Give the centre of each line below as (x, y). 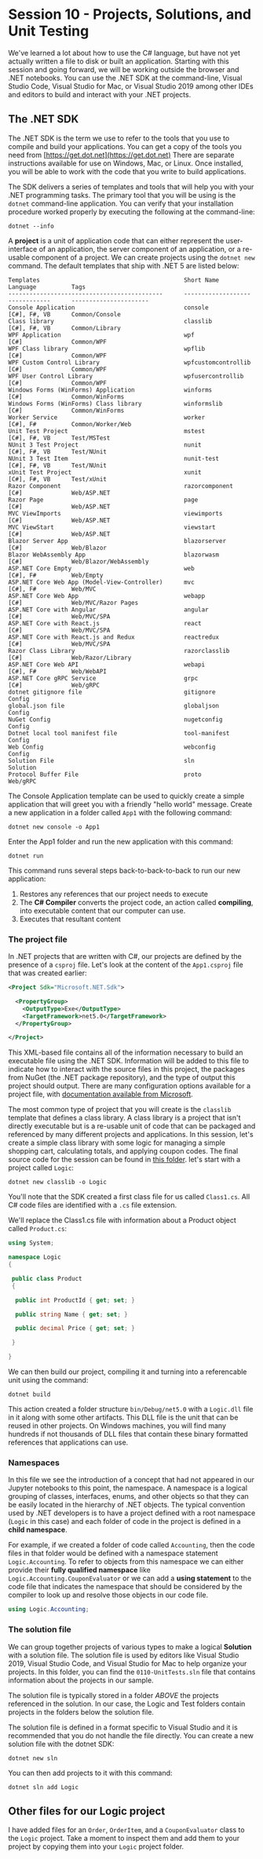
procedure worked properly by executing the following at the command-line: (131, 211)
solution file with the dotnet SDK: (61, 1744)
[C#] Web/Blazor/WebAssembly (79, 561)
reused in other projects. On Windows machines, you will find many (117, 1426)
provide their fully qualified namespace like (79, 1570)
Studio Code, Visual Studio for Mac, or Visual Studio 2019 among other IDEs (131, 86)
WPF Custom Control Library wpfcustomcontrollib (130, 363)
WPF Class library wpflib (107, 348)
